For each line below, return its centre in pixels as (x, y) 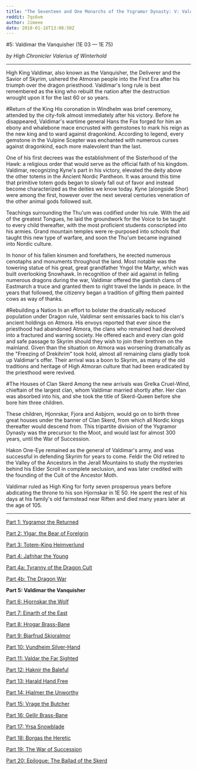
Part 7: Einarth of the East (37, 613)
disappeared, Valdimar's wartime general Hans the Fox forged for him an (94, 121)
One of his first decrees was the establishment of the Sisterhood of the (92, 158)
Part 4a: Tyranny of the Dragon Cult (49, 568)
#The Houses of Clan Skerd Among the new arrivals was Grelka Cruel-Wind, (98, 384)
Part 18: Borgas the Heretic (39, 738)
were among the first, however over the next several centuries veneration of (98, 195)
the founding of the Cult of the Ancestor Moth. (62, 475)
